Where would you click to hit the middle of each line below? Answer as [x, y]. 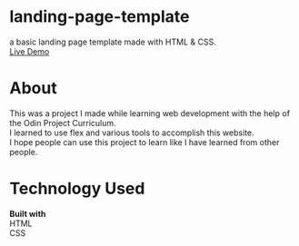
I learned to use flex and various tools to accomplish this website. [132, 133]
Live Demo [30, 51]
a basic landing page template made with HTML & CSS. [113, 42]
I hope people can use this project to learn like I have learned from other [145, 142]
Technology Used [77, 189]
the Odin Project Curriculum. [63, 123]
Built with [28, 213]
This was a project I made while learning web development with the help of [150, 113]
